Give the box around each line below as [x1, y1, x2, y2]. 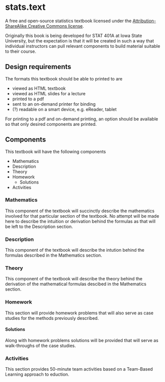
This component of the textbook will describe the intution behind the [5, 247, 145, 253]
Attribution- [132, 18, 157, 24]
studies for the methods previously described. [5, 315, 99, 321]
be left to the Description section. [5, 224, 73, 229]
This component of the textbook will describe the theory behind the [5, 276, 143, 282]
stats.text [5, 1, 46, 13]
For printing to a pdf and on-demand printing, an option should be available [5, 115, 158, 122]
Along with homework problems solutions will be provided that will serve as [5, 337, 159, 343]
